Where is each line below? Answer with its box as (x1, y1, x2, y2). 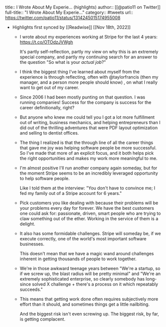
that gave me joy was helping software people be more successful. (19, 145, 157, 150)
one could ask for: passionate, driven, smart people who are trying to (19, 210, 161, 216)
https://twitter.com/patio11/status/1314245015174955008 (5, 15, 120, 20)
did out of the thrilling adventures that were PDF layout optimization (19, 125, 158, 131)
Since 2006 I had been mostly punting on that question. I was (19, 94, 145, 100)
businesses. (19, 241, 45, 247)
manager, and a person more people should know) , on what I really (19, 79, 158, 85)
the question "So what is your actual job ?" (19, 59, 107, 65)
